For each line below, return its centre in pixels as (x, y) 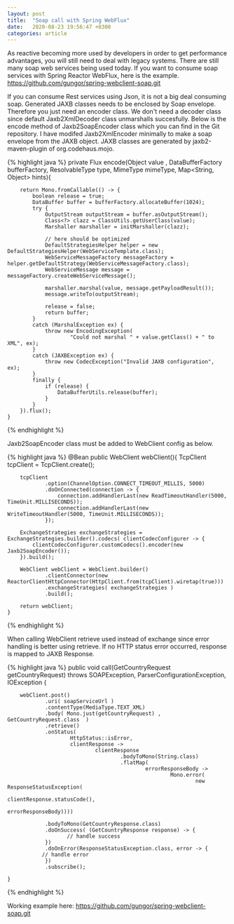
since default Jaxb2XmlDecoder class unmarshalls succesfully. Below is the (117, 119)
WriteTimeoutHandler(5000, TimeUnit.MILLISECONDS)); (86, 515)
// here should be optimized (87, 239)
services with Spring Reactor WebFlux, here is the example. (93, 76)
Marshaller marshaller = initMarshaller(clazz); (117, 227)
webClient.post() (45, 695)
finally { (47, 380)
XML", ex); (23, 344)
